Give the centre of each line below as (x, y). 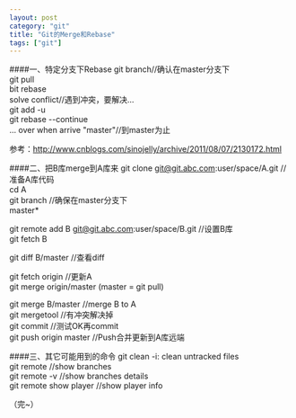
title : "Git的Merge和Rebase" (62, 34)
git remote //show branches (61, 367)
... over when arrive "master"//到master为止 (90, 130)
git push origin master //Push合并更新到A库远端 (97, 337)
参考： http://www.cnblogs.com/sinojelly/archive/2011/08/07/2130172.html (146, 149)
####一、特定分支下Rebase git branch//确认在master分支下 (120, 69)
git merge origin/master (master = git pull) (87, 287)
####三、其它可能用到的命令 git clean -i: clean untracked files (124, 357)
